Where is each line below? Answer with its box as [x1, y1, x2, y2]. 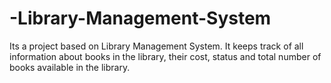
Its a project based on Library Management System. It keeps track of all [9, 40, 304, 52]
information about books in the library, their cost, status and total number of [9, 50, 322, 62]
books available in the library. [9, 61, 131, 73]
